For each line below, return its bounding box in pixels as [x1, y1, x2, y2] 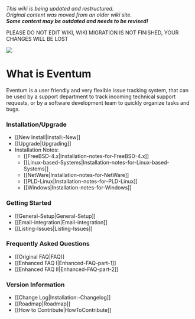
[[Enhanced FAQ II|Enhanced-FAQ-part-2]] [14, 266, 119, 273]
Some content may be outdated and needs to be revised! [6, 18, 149, 24]
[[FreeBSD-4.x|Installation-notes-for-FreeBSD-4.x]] [23, 153, 149, 160]
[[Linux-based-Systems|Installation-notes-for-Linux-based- [23, 159, 170, 166]
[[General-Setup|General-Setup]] [14, 212, 96, 220]
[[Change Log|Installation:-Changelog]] [14, 294, 111, 301]
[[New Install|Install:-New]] [14, 134, 81, 141]
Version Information [6, 281, 65, 289]
